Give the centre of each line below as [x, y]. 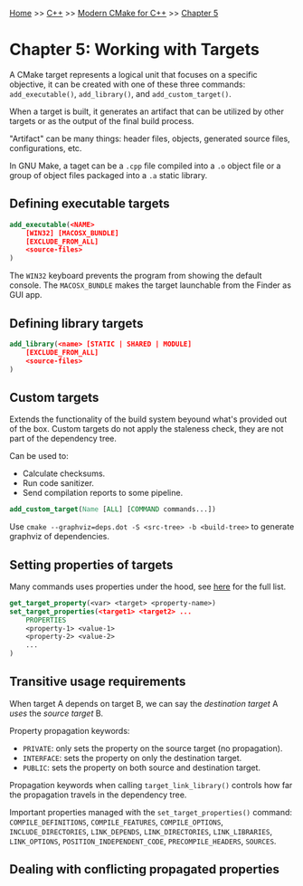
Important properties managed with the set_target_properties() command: [151, 812]
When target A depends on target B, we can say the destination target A [144, 703]
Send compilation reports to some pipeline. [103, 493]
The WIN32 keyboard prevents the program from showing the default [136, 276]
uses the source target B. [57, 713]
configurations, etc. [46, 148]
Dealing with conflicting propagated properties [145, 869]
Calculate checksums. [64, 473]
